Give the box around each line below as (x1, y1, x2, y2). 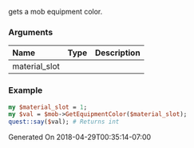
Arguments (8, 26, 53, 38)
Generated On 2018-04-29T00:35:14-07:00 (8, 132, 152, 142)
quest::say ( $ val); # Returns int (8, 118, 120, 126)
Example (8, 85, 43, 96)
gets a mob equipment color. (8, 7, 103, 16)
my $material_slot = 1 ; (8, 103, 88, 111)
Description (94, 47, 141, 58)
